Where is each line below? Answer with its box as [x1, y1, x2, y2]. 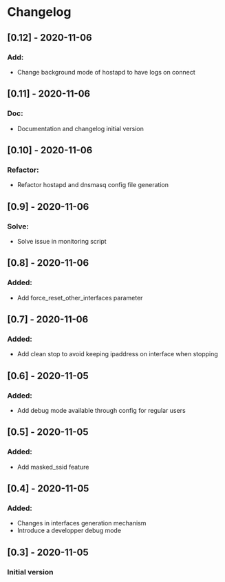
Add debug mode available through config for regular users [17, 407, 186, 414]
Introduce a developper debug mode [17, 526, 122, 535]
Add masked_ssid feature [17, 463, 89, 471]
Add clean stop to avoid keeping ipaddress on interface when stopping [17, 350, 218, 358]
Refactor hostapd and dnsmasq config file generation [17, 181, 169, 189]
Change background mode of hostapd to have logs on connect [17, 68, 196, 76]
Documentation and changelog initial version [17, 124, 144, 133]
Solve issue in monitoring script [17, 237, 107, 245]
